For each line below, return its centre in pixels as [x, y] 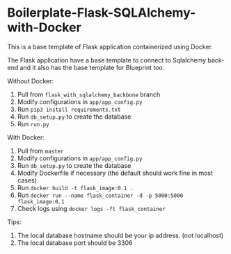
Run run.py [33, 124]
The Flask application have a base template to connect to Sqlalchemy [107, 60]
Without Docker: [31, 81]
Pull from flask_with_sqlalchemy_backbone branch [89, 94]
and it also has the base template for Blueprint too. [92, 67]
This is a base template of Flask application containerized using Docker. [110, 46]
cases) [27, 180]
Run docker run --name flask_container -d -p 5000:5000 [100, 195]
